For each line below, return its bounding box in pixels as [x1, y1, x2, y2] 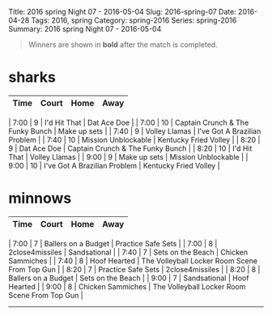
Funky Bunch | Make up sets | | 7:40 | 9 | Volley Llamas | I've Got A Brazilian [8, 126, 261, 136]
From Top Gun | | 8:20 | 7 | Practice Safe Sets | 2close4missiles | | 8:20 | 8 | [8, 264, 261, 274]
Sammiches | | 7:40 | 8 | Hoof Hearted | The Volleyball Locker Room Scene [8, 255, 257, 266]
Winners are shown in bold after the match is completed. [28, 40, 219, 49]
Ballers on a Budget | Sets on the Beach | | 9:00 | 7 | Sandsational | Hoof [8, 273, 249, 283]
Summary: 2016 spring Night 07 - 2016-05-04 [8, 24, 162, 33]
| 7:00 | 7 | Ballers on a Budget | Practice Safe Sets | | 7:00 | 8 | [8, 238, 218, 248]
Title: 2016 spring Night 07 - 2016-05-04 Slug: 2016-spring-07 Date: [8, 7, 236, 16]
